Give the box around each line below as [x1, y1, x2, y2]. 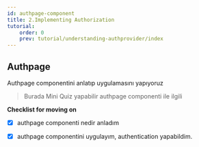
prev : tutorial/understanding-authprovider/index [19, 36, 164, 42]
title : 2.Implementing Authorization [7, 16, 115, 23]
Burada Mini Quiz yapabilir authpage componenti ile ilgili [23, 92, 183, 100]
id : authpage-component [7, 10, 75, 17]
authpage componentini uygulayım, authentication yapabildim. [16, 133, 193, 140]
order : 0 [19, 29, 44, 36]
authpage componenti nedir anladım [16, 118, 120, 126]
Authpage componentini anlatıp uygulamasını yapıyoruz [7, 79, 164, 87]
